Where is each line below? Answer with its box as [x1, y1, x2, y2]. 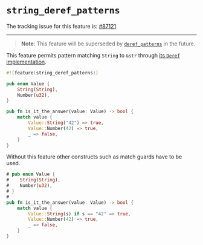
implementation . [6, 58, 47, 65]
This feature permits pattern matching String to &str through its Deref [6, 51, 180, 59]
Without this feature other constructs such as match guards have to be [6, 153, 182, 160]
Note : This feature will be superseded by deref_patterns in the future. [21, 40, 196, 47]
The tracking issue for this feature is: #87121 [6, 22, 117, 30]
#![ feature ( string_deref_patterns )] [6, 70, 98, 76]
